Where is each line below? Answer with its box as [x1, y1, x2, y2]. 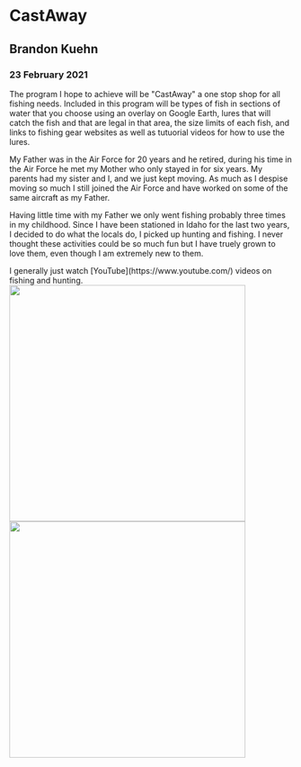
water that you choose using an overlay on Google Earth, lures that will [9, 107, 271, 118]
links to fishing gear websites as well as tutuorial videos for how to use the [9, 127, 285, 138]
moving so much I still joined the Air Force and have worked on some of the [9, 182, 289, 194]
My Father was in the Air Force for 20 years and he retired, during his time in [9, 154, 292, 165]
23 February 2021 [9, 68, 88, 81]
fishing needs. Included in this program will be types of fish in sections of [9, 98, 281, 109]
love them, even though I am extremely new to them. [9, 248, 204, 258]
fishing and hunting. [9, 275, 84, 285]
